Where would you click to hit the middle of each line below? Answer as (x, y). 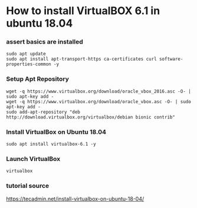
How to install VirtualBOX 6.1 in (83, 11)
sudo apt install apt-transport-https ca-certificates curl (82, 59)
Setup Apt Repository (38, 79)
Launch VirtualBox (33, 159)
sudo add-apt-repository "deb (43, 112)
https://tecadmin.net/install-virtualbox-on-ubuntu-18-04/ (75, 199)
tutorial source (28, 186)
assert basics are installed (45, 42)
